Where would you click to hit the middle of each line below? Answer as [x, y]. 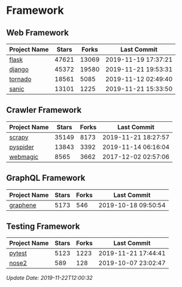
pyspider [22, 147]
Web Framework [37, 33]
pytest [18, 253]
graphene [23, 205]
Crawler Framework [44, 110]
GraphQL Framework [46, 178]
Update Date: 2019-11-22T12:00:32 [49, 278]
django [19, 69]
